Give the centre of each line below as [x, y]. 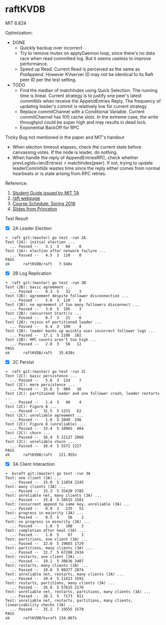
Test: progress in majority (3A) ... [44, 513]
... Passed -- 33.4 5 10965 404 [47, 429]
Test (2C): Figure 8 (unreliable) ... [45, 424]
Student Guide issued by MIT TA [46, 193]
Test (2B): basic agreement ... [39, 287]
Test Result [17, 218]
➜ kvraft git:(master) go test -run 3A [48, 474]
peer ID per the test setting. [48, 80]
